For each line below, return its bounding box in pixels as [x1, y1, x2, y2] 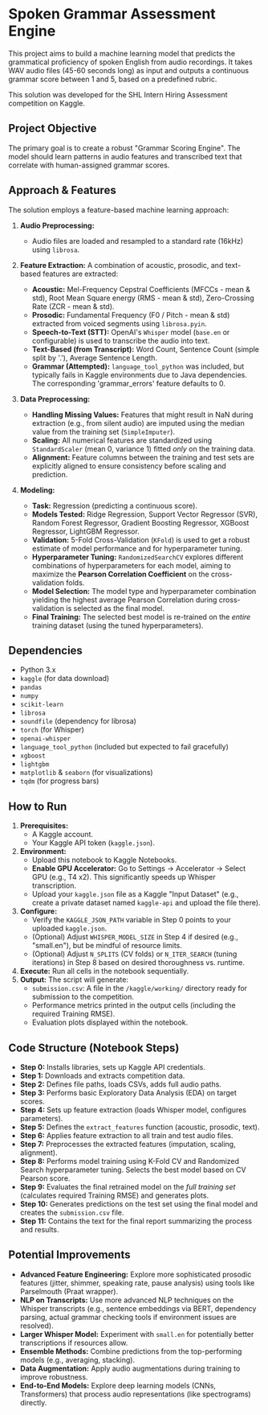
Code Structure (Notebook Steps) [8, 1041, 180, 1054]
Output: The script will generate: [19, 975, 128, 984]
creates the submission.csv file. [19, 1208, 124, 1217]
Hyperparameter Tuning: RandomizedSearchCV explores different [31, 552, 244, 562]
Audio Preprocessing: [19, 221, 95, 230]
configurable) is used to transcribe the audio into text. [31, 336, 210, 345]
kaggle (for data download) [19, 674, 110, 683]
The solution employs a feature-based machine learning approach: [8, 204, 229, 214]
